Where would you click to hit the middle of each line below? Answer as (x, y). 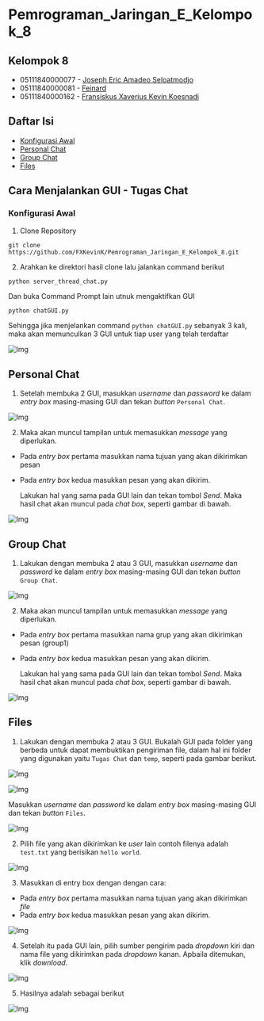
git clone (25, 245)
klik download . (44, 962)
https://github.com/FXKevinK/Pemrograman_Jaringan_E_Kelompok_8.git (124, 252)
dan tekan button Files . (47, 813)
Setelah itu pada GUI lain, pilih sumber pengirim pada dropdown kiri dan (137, 946)
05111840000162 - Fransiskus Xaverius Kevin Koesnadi (109, 96)
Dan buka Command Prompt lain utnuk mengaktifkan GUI (102, 296)
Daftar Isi (31, 122)
